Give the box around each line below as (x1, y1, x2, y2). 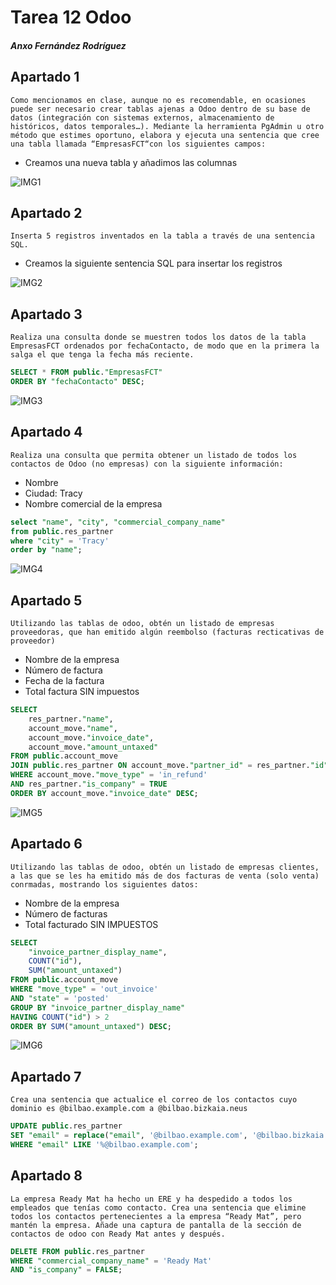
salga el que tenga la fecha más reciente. (10, 350, 195, 360)
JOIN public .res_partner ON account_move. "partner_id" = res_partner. (10, 761, 311, 771)
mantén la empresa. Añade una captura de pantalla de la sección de (10, 1220, 302, 1230)
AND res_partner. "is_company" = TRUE (10, 779, 168, 790)
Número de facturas (24, 907, 108, 920)
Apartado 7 (10, 1068, 82, 1085)
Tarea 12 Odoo (10, 6, 132, 29)
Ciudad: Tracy (24, 487, 83, 499)
